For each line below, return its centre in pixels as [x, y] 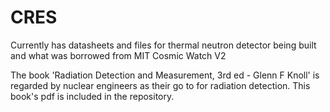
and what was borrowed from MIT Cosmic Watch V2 [118, 55]
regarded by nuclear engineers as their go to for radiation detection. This [160, 85]
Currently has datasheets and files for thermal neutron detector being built [163, 45]
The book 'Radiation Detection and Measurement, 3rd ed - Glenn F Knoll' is [165, 75]
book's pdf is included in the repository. [92, 96]
